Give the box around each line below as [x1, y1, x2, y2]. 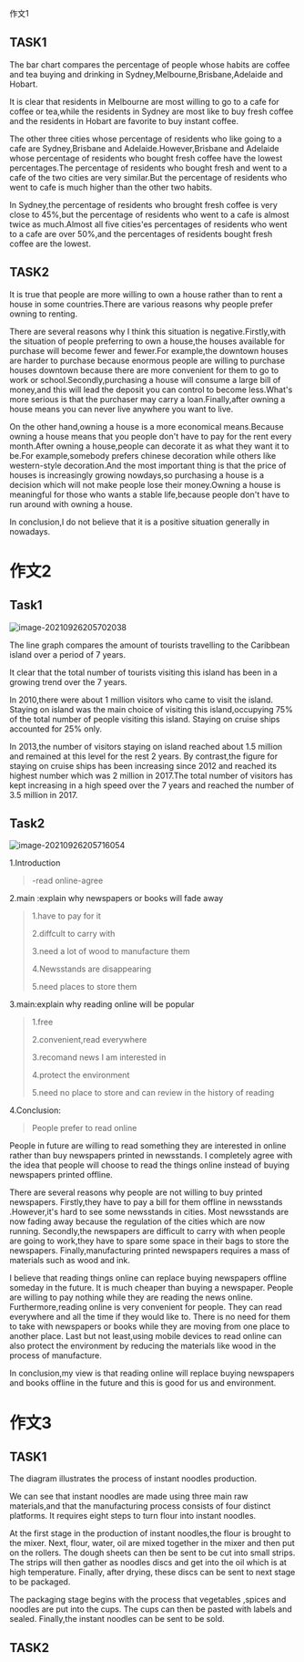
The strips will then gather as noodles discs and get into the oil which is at [9, 1557, 287, 1568]
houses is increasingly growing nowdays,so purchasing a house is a [9, 469, 264, 481]
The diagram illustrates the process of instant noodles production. [9, 1473, 258, 1484]
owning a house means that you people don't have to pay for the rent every [9, 431, 292, 441]
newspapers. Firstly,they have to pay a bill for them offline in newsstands [9, 1197, 283, 1208]
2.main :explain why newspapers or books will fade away [9, 893, 224, 904]
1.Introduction [9, 857, 61, 868]
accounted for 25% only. [9, 723, 103, 734]
